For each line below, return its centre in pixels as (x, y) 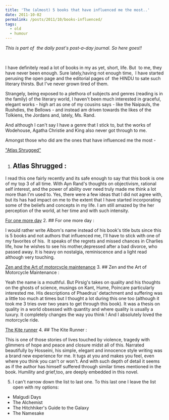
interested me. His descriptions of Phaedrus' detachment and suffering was (84, 293)
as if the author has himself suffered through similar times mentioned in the (83, 366)
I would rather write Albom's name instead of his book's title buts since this (83, 230)
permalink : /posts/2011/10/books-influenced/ (54, 19)
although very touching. (30, 257)
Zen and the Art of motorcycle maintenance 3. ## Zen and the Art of (76, 267)
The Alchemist (27, 402)
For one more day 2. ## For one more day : (50, 220)
